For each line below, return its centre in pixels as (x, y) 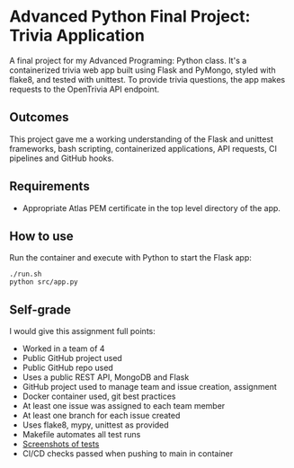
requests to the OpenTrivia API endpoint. (85, 89)
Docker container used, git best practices (99, 396)
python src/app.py (44, 282)
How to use (41, 236)
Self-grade (40, 309)
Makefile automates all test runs (81, 435)
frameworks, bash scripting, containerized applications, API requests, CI (143, 148)
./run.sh (26, 274)
